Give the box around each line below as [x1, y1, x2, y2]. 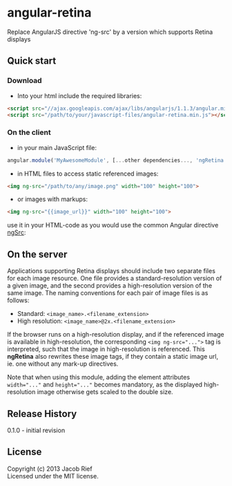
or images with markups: [17, 195, 88, 203]
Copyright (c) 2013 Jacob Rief [7, 465, 93, 473]
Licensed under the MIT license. [7, 471, 99, 480]
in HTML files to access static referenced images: [17, 169, 159, 178]
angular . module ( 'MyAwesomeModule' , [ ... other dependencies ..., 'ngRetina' [7, 157, 227, 164]
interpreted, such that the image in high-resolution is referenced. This [7, 345, 205, 353]
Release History [7, 408, 77, 420]
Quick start [7, 55, 57, 67]
